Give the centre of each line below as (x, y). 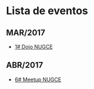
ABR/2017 (25, 65)
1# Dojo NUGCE (33, 47)
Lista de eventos (47, 11)
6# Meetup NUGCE (38, 79)
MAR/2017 (26, 33)
